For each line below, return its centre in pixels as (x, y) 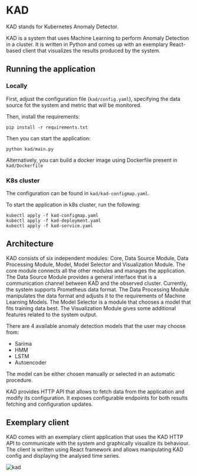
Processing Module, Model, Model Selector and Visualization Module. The (96, 264)
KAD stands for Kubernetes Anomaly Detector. (62, 27)
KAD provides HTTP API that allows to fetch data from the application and (95, 391)
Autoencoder (31, 362)
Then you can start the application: (49, 138)
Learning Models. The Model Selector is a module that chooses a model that (98, 302)
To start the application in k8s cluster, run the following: (74, 205)
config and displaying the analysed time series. (63, 455)
